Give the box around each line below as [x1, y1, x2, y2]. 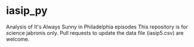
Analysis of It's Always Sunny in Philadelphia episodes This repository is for [6, 23, 188, 30]
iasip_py [6, 4, 48, 17]
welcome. [6, 35, 30, 42]
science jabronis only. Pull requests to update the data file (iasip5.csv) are [6, 29, 184, 36]
